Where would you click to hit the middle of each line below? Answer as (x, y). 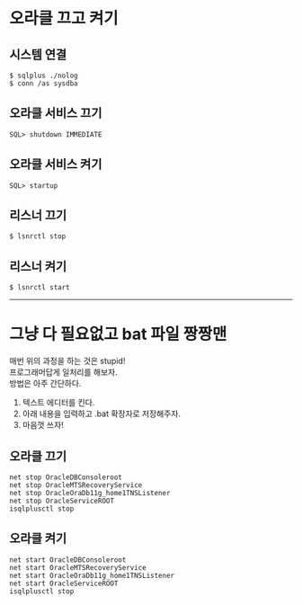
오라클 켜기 (38, 539)
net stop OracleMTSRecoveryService (76, 485)
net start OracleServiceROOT (64, 583)
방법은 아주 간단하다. (45, 384)
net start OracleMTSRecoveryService (78, 567)
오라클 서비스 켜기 (56, 164)
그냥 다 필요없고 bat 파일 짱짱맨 (118, 334)
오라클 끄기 (38, 456)
